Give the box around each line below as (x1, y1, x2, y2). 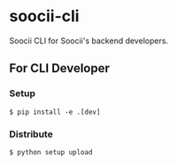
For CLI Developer (9, 61, 111, 76)
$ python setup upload (9, 147, 93, 156)
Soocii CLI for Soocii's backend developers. (9, 35, 169, 46)
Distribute (9, 128, 53, 140)
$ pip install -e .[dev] (9, 108, 101, 116)
